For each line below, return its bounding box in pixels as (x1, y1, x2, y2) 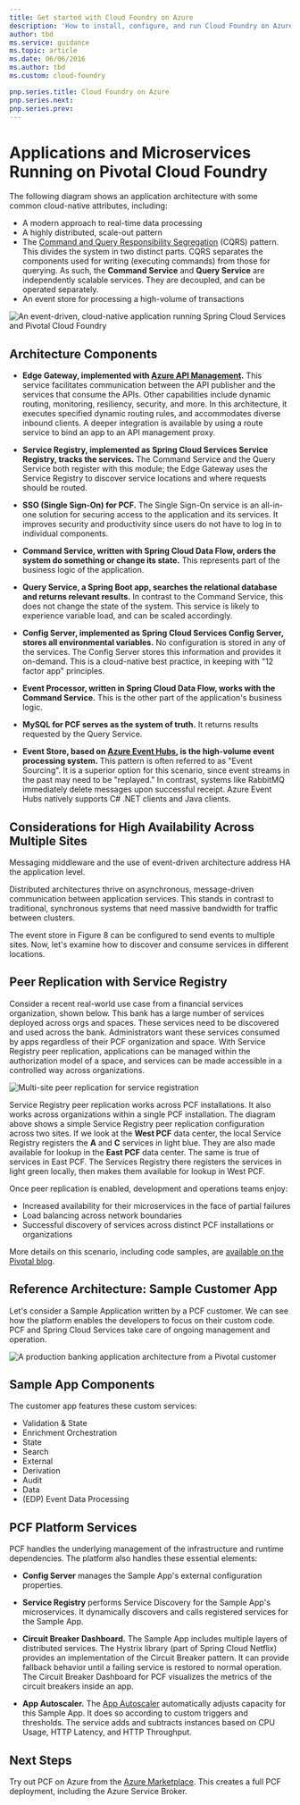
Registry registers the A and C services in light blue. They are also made (9, 1137, 276, 1148)
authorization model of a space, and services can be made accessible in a (9, 1055, 283, 1066)
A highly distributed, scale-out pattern (21, 227, 163, 238)
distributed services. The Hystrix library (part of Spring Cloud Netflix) (21, 1643, 278, 1654)
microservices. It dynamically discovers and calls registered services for (21, 1607, 288, 1617)
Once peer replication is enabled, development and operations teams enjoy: (9, 1183, 288, 1194)
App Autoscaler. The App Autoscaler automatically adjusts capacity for (21, 1699, 287, 1709)
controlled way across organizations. (9, 1064, 146, 1075)
